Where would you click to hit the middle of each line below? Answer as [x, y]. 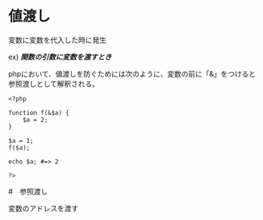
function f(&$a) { [39, 112]
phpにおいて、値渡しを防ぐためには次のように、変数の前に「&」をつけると [132, 73]
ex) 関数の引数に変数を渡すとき [60, 57]
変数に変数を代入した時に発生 [57, 40]
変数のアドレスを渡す [43, 208]
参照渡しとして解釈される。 [54, 84]
